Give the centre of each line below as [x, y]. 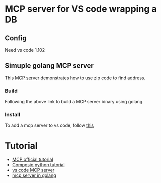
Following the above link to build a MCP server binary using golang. [74, 102]
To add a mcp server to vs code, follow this [49, 125]
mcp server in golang [34, 175]
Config [16, 38]
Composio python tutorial [38, 165]
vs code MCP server [33, 170]
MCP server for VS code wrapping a [81, 9]
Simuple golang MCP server [49, 66]
